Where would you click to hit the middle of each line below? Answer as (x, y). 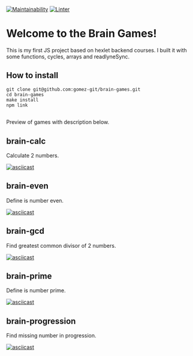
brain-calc (26, 141)
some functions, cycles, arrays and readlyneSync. (68, 57)
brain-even (28, 186)
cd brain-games (25, 94)
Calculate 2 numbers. (33, 155)
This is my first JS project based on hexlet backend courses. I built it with (96, 50)
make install (22, 100)
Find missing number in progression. (52, 336)
